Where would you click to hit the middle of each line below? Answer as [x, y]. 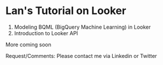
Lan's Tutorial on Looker [66, 11]
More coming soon [28, 45]
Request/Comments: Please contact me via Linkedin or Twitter [81, 56]
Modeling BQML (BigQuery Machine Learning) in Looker [82, 27]
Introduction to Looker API [46, 33]
